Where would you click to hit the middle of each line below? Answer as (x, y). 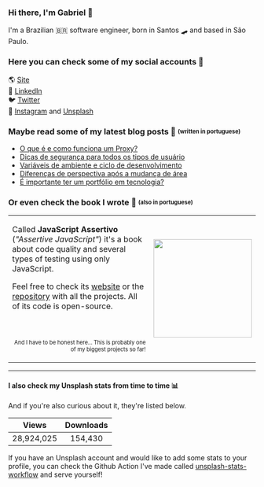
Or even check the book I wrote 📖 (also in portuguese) (101, 202)
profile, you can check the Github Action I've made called (101, 467)
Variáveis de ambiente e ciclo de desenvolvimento (101, 165)
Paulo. (18, 42)
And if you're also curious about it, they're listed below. (97, 406)
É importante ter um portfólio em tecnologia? (92, 182)
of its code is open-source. (62, 306)
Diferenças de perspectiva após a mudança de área (103, 173)
